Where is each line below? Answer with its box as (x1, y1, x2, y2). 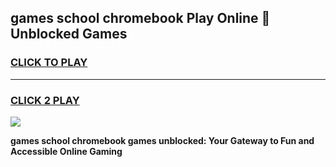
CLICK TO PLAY (10, 56, 88, 70)
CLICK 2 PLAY (10, 93, 80, 107)
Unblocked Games (10, 26, 128, 43)
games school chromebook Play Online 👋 (10, 10, 271, 27)
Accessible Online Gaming (10, 145, 123, 157)
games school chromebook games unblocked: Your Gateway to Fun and (10, 134, 315, 146)
